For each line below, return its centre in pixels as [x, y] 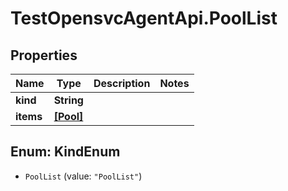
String [68, 100]
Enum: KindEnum [65, 152]
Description [122, 83]
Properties [44, 55]
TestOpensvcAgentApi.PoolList [144, 18]
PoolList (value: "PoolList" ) [83, 176]
